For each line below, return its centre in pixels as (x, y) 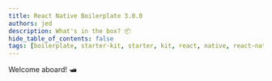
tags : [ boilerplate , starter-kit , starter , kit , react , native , (119, 46)
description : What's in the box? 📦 (70, 31)
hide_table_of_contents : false (61, 38)
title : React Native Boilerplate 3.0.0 (76, 16)
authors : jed (30, 23)
